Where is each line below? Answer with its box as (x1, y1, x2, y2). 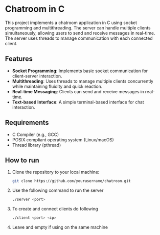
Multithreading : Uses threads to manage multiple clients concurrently (12, 78, 154, 84)
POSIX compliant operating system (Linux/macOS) (12, 136, 114, 143)
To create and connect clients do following (12, 206, 98, 212)
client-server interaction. (12, 73, 62, 79)
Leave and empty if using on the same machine (12, 224, 108, 230)
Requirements (5, 119, 49, 127)
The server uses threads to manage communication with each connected (5, 35, 153, 41)
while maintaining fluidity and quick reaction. (12, 83, 103, 89)
